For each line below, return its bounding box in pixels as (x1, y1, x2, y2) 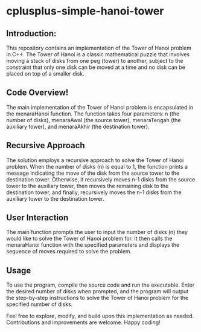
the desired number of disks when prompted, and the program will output (6, 288, 189, 295)
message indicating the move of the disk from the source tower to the (6, 169, 180, 177)
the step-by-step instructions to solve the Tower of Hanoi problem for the (6, 295, 189, 302)
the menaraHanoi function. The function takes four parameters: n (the (6, 110, 180, 117)
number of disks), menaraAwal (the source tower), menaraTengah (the (6, 116, 181, 123)
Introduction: (6, 28, 57, 39)
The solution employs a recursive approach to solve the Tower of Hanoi (6, 156, 184, 164)
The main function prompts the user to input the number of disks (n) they (6, 229, 188, 236)
